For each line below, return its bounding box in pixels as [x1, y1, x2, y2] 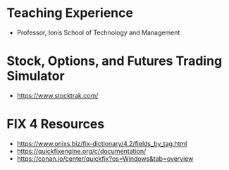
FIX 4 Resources [6, 116, 105, 132]
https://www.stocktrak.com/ [16, 91, 99, 99]
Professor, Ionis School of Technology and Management [16, 28, 180, 37]
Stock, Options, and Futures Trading [6, 53, 223, 69]
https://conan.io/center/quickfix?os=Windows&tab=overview [16, 154, 194, 163]
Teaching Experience [6, 5, 133, 21]
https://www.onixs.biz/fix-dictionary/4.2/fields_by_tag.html [16, 139, 187, 147]
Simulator [6, 68, 65, 84]
